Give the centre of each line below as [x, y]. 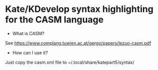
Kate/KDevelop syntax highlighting [79, 9]
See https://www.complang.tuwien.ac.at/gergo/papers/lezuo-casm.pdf [78, 43]
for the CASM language [54, 20]
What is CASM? [28, 33]
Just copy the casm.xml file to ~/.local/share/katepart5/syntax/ [70, 62]
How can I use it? [30, 53]
